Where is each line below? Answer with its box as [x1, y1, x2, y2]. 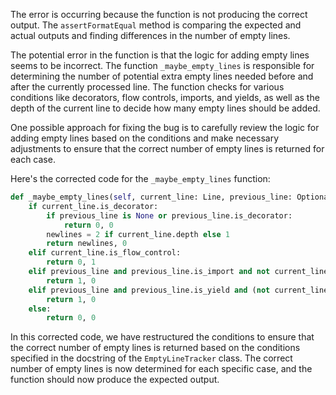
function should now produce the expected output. [10, 374, 220, 386]
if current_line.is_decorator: [28, 201, 159, 211]
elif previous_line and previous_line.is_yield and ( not [28, 285, 271, 295]
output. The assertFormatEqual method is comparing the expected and [10, 19, 302, 31]
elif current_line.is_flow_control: [28, 248, 182, 258]
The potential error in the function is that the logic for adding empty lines [10, 49, 310, 61]
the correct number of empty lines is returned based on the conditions [10, 342, 301, 354]
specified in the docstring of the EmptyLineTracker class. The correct [10, 352, 293, 364]
